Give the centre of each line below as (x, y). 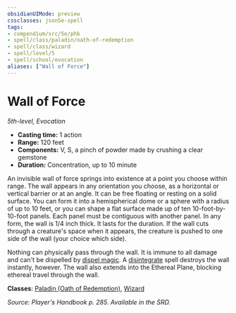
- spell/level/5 (31, 54)
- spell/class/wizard (39, 47)
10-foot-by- (209, 208)
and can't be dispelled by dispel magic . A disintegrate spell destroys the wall (118, 259)
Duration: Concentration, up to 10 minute (77, 165)
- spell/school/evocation (45, 60)
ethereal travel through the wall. (54, 274)
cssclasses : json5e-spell (45, 20)
